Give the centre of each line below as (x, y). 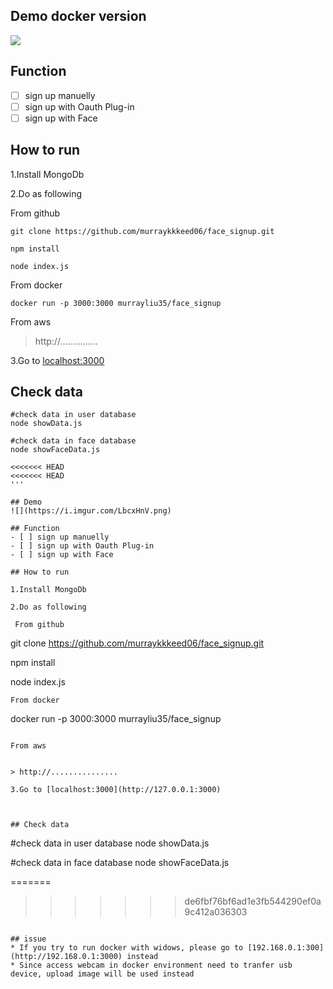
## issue (28, 939)
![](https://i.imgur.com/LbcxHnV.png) (91, 511)
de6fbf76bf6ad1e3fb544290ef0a (253, 901)
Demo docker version (78, 16)
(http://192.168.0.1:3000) (66, 957)
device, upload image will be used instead (102, 974)
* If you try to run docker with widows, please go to (127, 948)
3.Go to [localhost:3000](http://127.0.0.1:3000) (116, 790)
